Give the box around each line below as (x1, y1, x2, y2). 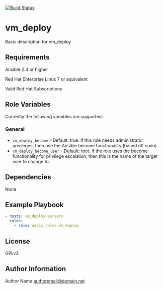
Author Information (5, 265, 66, 273)
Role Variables (5, 100, 51, 109)
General (5, 126, 25, 133)
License (5, 237, 30, 246)
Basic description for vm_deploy (5, 38, 71, 44)
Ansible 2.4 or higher (5, 66, 48, 72)
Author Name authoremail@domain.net (5, 278, 85, 284)
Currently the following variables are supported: (5, 113, 103, 119)
